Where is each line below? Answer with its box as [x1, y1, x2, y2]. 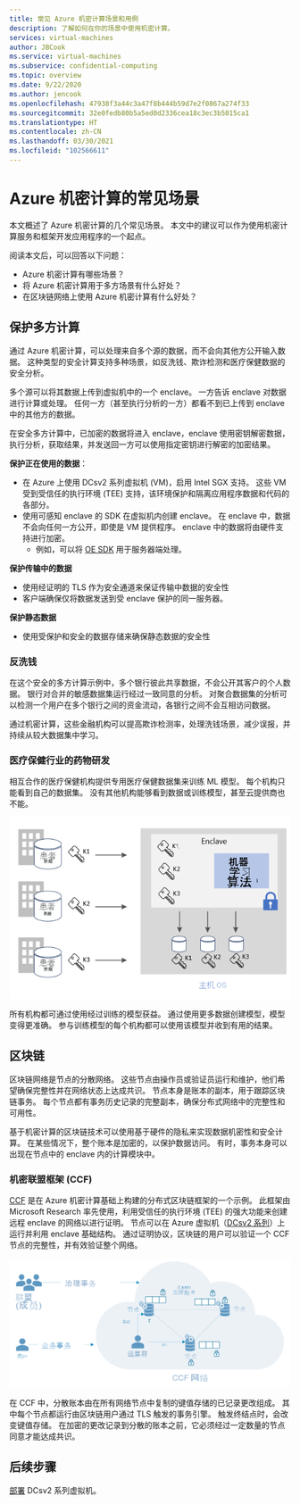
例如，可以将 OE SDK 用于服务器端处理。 [35, 544, 187, 554]
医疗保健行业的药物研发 [9, 754, 110, 767]
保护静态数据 [9, 611, 56, 622]
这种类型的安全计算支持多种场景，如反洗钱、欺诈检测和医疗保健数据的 [26, 356, 286, 367]
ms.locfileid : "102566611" [9, 146, 110, 155]
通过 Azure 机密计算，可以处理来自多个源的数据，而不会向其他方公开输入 [9, 345, 279, 356]
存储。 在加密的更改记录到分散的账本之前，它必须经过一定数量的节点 [32, 1419, 286, 1430]
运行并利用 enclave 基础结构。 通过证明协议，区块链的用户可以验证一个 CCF [9, 1228, 290, 1240]
